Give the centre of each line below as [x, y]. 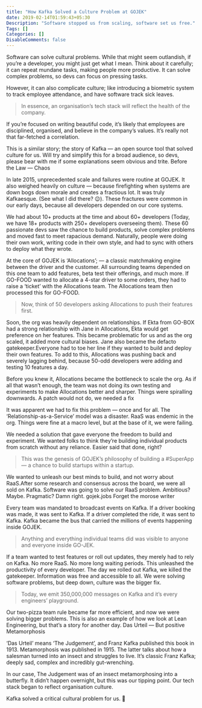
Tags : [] [17, 29]
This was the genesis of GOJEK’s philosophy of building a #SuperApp [107, 459]
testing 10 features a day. [37, 367]
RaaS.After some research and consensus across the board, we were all [96, 483]
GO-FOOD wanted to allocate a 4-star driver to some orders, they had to [96, 280]
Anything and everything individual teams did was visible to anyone [105, 539]
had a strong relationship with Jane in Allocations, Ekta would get [87, 329]
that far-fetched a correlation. [43, 137]
